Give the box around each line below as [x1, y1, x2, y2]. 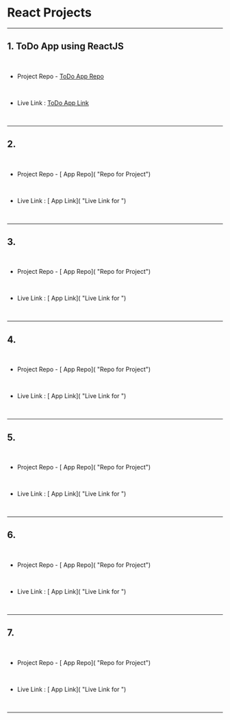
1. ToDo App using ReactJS [7, 40, 125, 52]
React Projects [7, 5, 92, 21]
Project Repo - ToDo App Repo [16, 72, 104, 80]
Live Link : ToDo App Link [16, 98, 89, 107]
